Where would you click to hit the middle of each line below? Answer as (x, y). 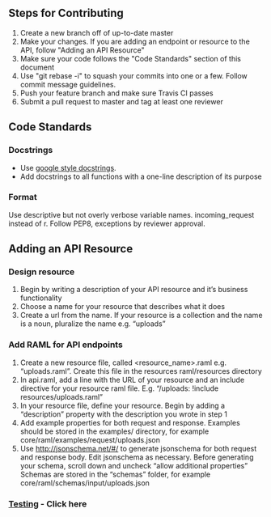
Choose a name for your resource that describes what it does (122, 307)
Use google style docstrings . (68, 167)
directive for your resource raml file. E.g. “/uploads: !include (119, 388)
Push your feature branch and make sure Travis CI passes (116, 93)
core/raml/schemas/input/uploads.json (85, 483)
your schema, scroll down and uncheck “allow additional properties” (134, 465)
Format (23, 197)
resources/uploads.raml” (61, 396)
